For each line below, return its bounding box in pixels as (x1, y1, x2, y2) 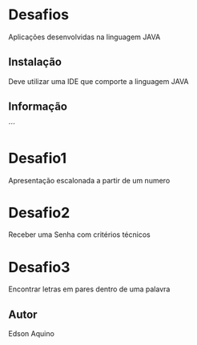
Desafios (8, 6, 70, 24)
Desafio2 (8, 203, 70, 222)
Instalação (8, 55, 62, 69)
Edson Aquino (8, 329, 54, 339)
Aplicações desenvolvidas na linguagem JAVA (8, 32, 161, 42)
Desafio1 (8, 149, 67, 167)
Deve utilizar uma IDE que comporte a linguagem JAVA (8, 76, 189, 86)
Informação (8, 100, 68, 114)
